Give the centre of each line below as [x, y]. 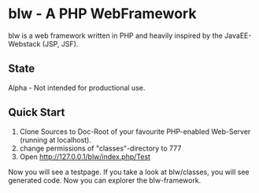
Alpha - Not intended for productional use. [77, 87]
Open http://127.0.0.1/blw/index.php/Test [85, 156]
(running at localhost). [55, 139]
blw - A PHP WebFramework [102, 14]
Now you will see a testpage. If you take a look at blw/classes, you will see [129, 172]
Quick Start [37, 112]
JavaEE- [238, 35]
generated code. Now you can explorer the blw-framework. [105, 180]
